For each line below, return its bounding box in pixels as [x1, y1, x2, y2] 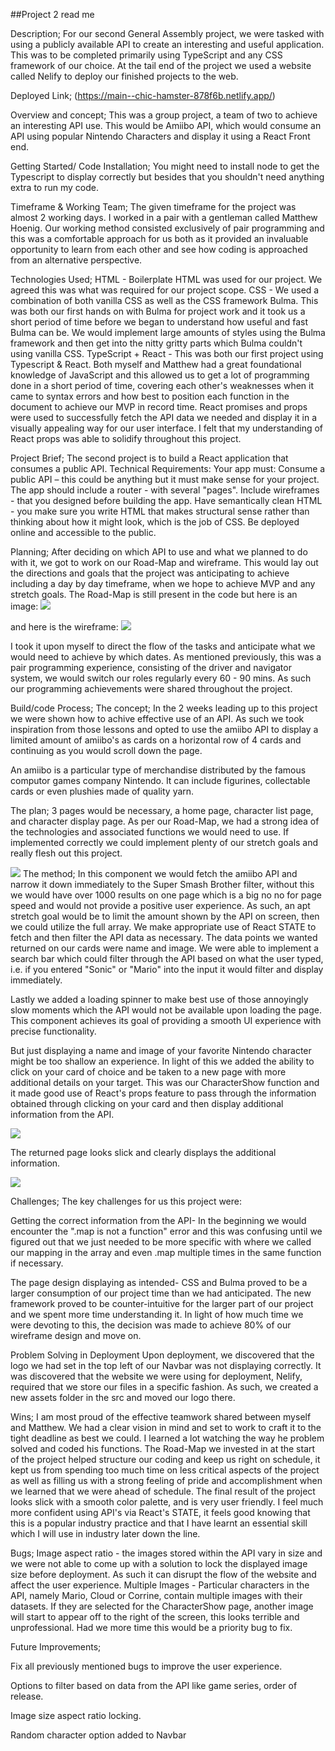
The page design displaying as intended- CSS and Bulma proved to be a [10, 1277, 308, 1288]
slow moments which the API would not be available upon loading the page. [10, 1004, 322, 1016]
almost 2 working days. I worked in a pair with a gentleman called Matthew [10, 212, 318, 223]
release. [10, 1690, 44, 1702]
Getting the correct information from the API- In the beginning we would [10, 1215, 307, 1226]
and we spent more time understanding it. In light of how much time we [10, 1309, 304, 1320]
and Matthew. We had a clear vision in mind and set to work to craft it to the [10, 1422, 322, 1433]
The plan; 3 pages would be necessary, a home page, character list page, [10, 805, 314, 816]
